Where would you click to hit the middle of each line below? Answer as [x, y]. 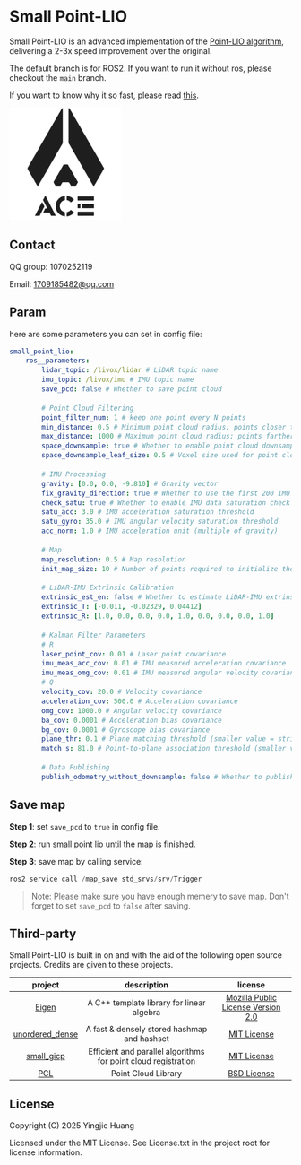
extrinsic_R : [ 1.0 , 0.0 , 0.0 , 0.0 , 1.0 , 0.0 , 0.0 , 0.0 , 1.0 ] [158, 616]
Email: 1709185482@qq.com [62, 283]
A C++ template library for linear [146, 1003]
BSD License [251, 1073]
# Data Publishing [76, 768]
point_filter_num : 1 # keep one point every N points [144, 417]
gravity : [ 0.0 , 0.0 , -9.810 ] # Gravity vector [130, 483]
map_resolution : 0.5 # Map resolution [114, 559]
